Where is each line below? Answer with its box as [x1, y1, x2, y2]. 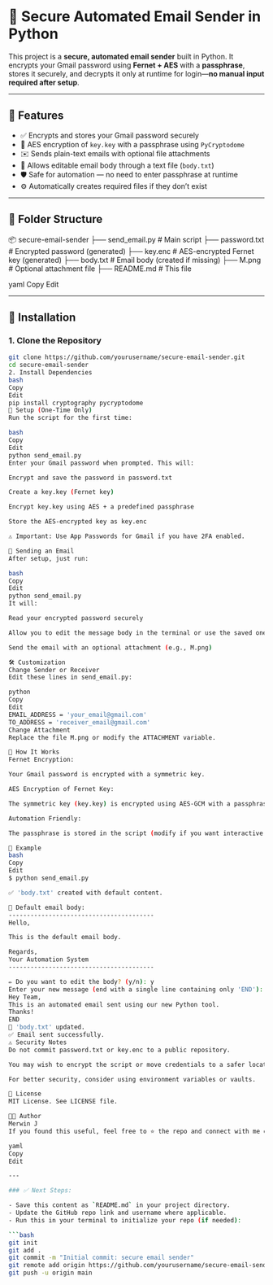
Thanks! [8, 1008, 35, 1016]
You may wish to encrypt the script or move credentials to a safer [8, 1060, 245, 1069]
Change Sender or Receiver [8, 666, 100, 674]
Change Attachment [8, 726, 71, 734]
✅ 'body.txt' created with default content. [8, 889, 163, 897]
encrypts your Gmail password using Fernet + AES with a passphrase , [8, 60, 245, 70]
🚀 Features [8, 109, 64, 123]
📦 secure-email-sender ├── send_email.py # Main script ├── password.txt [8, 234, 265, 244]
